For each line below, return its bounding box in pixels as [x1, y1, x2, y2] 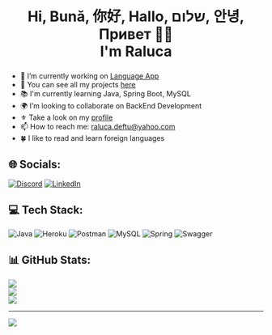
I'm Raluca [100, 42, 172, 61]
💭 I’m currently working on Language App [19, 71, 159, 81]
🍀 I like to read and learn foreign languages [19, 134, 165, 143]
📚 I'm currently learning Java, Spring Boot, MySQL [19, 89, 192, 99]
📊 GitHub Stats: [8, 253, 91, 267]
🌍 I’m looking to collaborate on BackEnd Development [19, 101, 202, 111]
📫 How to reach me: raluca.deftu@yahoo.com [19, 122, 176, 132]
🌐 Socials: [8, 157, 62, 171]
